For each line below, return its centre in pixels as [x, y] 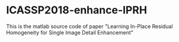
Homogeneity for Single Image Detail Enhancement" [70, 32]
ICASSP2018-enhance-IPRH [76, 10]
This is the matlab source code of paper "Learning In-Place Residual [89, 26]
